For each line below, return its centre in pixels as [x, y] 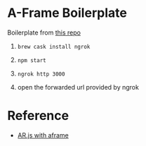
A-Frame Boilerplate [67, 13]
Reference [38, 116]
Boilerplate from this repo [44, 32]
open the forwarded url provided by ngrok [78, 87]
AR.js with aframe [43, 135]
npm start [32, 60]
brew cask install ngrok [54, 47]
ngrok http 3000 [41, 74]
